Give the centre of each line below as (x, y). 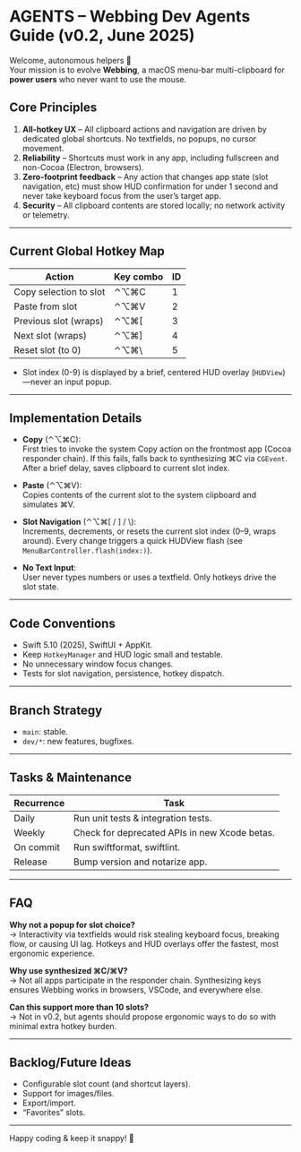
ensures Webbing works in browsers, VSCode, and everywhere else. (136, 989)
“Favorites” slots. (54, 1113)
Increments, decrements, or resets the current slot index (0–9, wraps (149, 531)
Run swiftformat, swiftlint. (127, 847)
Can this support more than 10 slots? (79, 1007)
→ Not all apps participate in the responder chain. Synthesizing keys (135, 980)
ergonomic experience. (52, 953)
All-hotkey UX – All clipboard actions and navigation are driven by (144, 129)
